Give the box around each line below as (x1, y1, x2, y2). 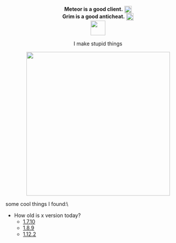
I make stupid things (73, 40, 123, 47)
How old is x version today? (13, 212, 81, 219)
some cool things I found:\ (5, 201, 69, 208)
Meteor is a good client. (64, 6, 123, 12)
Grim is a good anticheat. (62, 13, 125, 20)
